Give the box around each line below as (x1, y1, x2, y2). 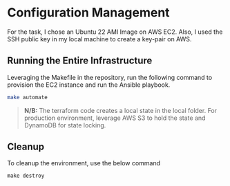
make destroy (7, 172, 45, 180)
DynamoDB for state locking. (23, 121, 106, 129)
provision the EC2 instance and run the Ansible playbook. (7, 81, 171, 89)
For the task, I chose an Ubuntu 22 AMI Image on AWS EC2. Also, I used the (7, 28, 223, 36)
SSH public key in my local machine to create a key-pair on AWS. (7, 34, 192, 43)
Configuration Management (7, 5, 171, 21)
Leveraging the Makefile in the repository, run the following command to (7, 73, 213, 81)
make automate (7, 94, 48, 101)
